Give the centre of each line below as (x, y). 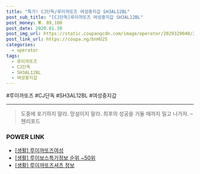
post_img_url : (24, 34)
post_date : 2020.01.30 (34, 28)
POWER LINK (25, 137)
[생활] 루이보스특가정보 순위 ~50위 (55, 158)
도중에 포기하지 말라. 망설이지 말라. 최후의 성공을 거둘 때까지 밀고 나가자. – (107, 114)
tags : (13, 56)
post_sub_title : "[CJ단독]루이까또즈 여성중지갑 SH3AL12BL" (75, 17)
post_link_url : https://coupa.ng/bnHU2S (57, 39)
